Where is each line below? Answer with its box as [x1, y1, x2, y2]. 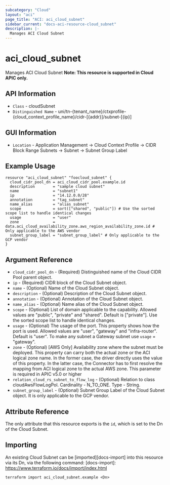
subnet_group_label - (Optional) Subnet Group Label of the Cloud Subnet [12, 387, 165, 393]
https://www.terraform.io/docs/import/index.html [5, 465, 107, 471]
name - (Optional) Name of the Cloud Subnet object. [12, 285, 120, 291]
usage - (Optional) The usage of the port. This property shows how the [12, 322, 159, 329]
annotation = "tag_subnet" [10, 197, 85, 203]
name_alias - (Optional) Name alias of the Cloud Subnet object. [12, 301, 144, 307]
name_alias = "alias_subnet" [10, 202, 90, 207]
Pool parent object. [12, 274, 53, 280]
